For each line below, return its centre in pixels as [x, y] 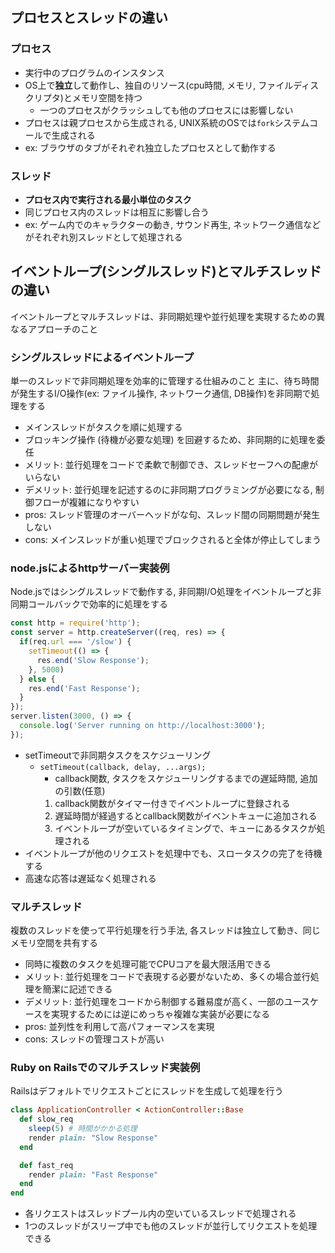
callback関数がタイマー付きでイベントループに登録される [172, 803]
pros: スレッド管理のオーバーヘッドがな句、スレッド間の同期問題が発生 [172, 515]
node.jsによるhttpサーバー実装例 [90, 568]
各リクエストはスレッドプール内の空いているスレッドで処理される [160, 1214]
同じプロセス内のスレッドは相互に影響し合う [117, 212]
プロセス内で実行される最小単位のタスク [108, 199]
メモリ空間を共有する [54, 943]
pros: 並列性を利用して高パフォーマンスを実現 [119, 1027]
